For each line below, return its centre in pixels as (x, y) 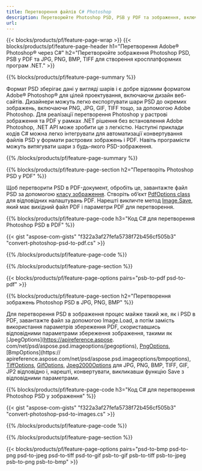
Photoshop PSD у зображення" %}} (51, 396)
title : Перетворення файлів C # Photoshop (59, 12)
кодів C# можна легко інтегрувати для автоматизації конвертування (94, 134)
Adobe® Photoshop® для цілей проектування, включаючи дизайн (90, 95)
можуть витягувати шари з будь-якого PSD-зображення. (80, 146)
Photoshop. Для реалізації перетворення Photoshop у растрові (87, 114)
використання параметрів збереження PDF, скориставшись (83, 327)
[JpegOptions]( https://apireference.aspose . (60, 340)
